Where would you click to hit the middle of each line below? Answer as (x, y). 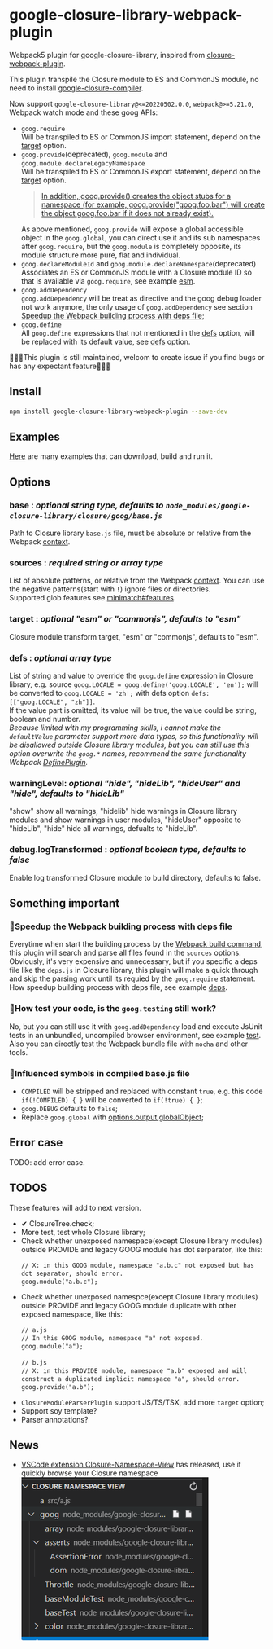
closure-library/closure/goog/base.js (86, 516)
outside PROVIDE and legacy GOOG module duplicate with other (128, 1305)
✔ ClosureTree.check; (58, 1223)
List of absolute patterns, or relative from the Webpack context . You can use (137, 581)
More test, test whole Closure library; (83, 1232)
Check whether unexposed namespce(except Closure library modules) (139, 1296)
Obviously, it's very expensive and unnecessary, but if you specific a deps (134, 961)
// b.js (34, 1362)
